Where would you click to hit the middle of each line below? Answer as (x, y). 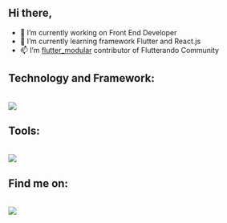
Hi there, (30, 13)
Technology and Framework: (81, 78)
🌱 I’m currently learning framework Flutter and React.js (110, 41)
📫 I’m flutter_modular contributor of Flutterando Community (119, 50)
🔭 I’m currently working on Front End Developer (98, 32)
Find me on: (38, 183)
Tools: (24, 131)
